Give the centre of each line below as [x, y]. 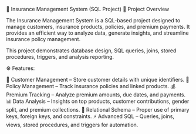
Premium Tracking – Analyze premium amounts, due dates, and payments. [96, 95]
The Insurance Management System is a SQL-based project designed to [93, 20]
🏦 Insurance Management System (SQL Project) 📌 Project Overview [88, 9]
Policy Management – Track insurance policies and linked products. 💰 [91, 86]
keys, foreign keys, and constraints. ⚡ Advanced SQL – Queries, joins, [90, 116]
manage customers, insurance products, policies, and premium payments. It [98, 27]
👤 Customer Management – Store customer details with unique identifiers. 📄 [98, 80]
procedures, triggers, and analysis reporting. [60, 57]
